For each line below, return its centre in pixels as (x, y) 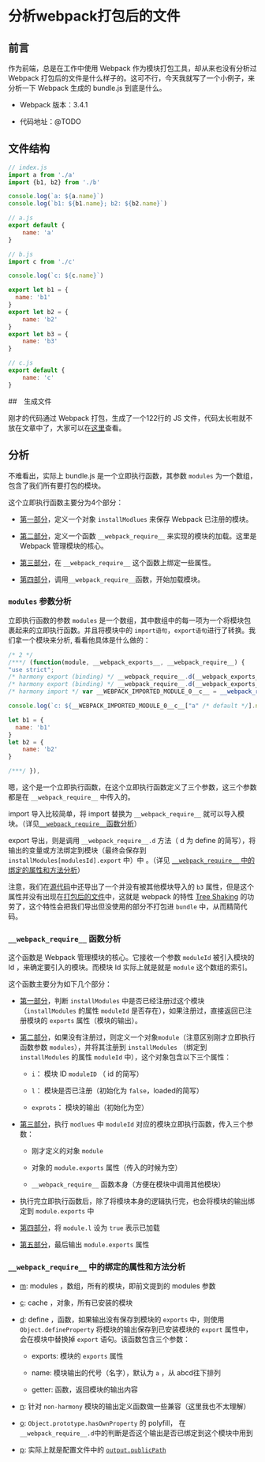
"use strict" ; (32, 669)
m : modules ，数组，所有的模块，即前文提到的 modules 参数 (118, 1286)
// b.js (21, 254)
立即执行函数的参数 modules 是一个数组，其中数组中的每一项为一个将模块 (126, 620)
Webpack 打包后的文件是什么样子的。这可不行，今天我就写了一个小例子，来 (132, 78)
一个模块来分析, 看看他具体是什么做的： (86, 639)
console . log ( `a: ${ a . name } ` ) (56, 197)
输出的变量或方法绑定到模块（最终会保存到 (77, 850)
